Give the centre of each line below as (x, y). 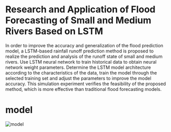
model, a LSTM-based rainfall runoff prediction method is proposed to (80, 51)
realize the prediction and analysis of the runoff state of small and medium (84, 56)
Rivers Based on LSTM (54, 31)
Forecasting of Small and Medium (78, 20)
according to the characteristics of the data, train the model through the (81, 72)
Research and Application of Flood (80, 10)
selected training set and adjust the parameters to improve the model (78, 78)
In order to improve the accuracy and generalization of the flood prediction (84, 45)
